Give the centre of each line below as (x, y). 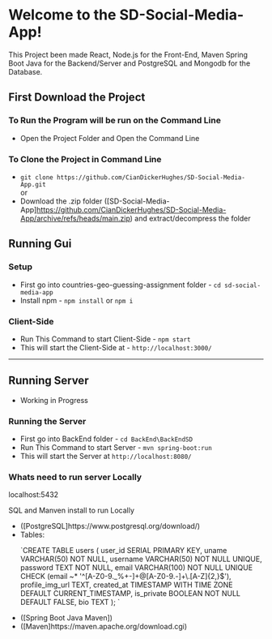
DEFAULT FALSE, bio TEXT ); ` (70, 603)
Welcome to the (62, 15)
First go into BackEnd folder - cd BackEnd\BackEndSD (106, 439)
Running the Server (47, 421)
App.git (33, 184)
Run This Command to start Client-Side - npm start (105, 339)
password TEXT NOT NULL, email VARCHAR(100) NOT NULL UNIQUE (136, 568)
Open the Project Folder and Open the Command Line (110, 138)
